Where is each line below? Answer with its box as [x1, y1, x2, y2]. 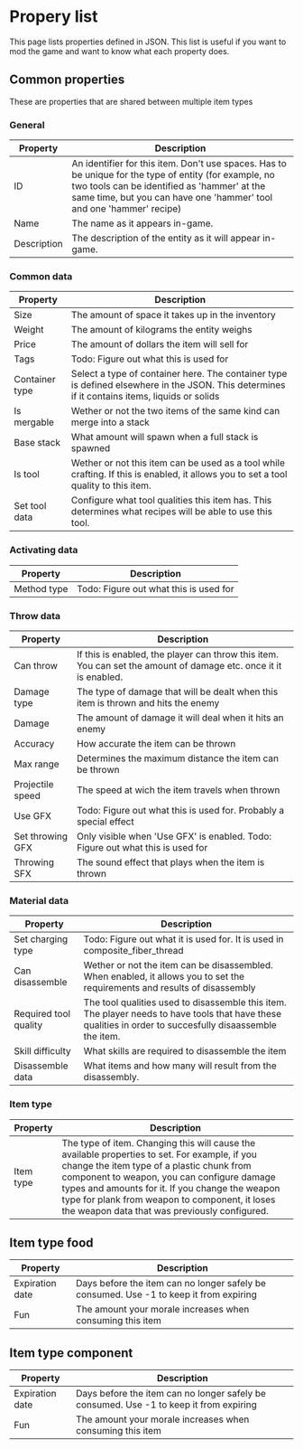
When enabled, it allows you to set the [83, 970, 245, 983]
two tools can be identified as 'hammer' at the [71, 180, 266, 193]
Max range [14, 757, 60, 770]
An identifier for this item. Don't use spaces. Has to [71, 157, 287, 170]
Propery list [9, 6, 98, 27]
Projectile [14, 777, 54, 790]
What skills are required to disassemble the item [83, 1045, 287, 1058]
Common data [9, 269, 73, 282]
